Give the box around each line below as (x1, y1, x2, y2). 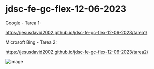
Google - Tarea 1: (5, 20, 41, 26)
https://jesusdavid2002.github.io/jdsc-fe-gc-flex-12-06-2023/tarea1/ (5, 29, 148, 35)
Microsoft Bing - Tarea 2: (5, 39, 57, 45)
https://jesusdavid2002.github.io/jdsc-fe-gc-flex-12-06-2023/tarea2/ (5, 49, 149, 55)
